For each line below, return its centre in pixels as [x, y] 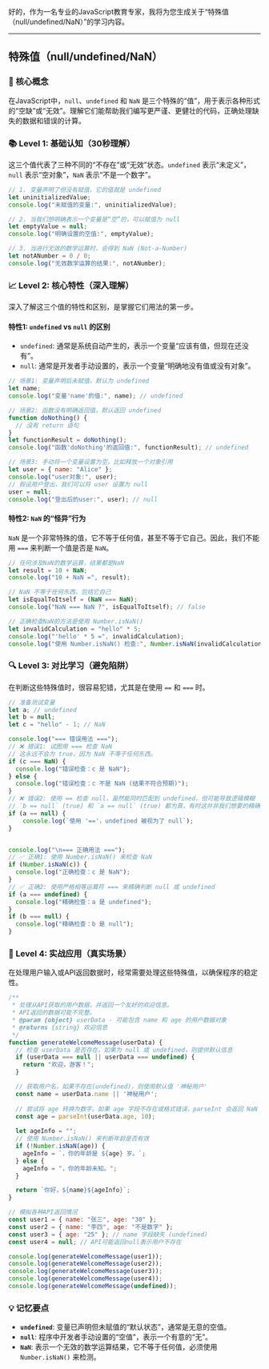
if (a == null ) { [37, 813]
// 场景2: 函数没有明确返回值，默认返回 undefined [85, 410]
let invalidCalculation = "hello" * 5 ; [75, 629]
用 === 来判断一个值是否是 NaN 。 [61, 547]
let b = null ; [32, 717]
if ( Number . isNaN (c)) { [48, 865]
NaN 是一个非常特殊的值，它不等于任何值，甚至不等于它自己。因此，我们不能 [134, 538]
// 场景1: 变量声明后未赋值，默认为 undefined [79, 381]
